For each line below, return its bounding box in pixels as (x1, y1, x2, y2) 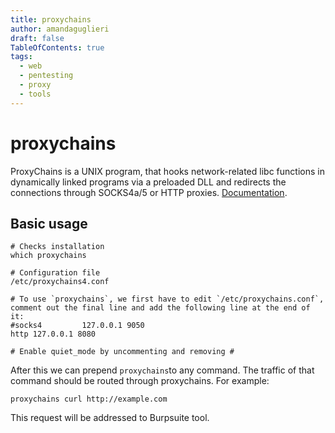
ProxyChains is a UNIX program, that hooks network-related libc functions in (10, 165, 325, 177)
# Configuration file (10, 268, 101, 278)
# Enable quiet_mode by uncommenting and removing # (10, 347, 235, 357)
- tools (19, 89, 52, 99)
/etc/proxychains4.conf (10, 277, 110, 287)
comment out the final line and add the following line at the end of (10, 303, 311, 313)
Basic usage (10, 215, 88, 232)
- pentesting (19, 71, 74, 81)
